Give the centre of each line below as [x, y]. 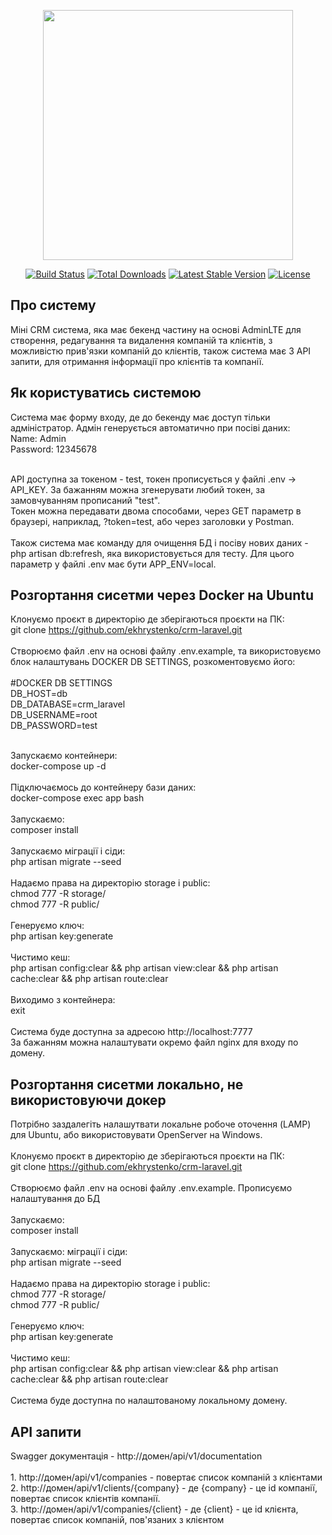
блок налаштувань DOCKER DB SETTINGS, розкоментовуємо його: [153, 662]
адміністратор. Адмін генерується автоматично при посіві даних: [150, 427]
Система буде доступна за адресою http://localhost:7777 [131, 1032]
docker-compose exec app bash [77, 798]
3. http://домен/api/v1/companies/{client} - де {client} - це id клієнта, [154, 1509]
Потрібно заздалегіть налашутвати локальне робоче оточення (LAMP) [161, 1124]
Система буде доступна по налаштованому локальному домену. [149, 1401]
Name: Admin [38, 438]
